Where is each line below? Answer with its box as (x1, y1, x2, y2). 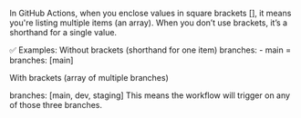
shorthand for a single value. (9, 27, 117, 37)
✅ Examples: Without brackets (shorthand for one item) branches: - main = (9, 44, 292, 55)
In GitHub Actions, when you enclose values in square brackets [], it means (9, 8, 292, 18)
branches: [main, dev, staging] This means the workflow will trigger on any (9, 90, 290, 101)
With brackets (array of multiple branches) (9, 73, 169, 83)
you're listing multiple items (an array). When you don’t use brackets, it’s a (9, 17, 288, 28)
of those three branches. (9, 100, 103, 110)
